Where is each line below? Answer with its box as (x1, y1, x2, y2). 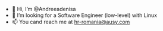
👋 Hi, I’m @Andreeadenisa (11, 6, 76, 12)
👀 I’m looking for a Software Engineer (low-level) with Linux (11, 12, 158, 19)
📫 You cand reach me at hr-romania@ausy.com (11, 18, 130, 25)
